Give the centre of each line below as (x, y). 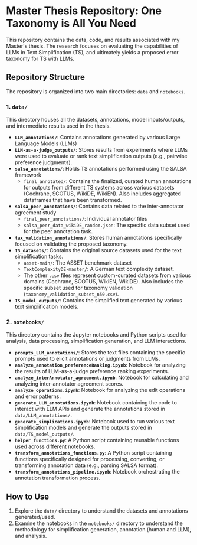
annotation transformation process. (58, 478)
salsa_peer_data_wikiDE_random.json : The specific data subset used (106, 225)
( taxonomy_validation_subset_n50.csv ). (71, 294)
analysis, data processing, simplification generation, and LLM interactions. (96, 341)
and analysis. (31, 536)
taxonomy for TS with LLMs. (40, 58)
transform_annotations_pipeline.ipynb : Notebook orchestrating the (97, 472)
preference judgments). (43, 162)
